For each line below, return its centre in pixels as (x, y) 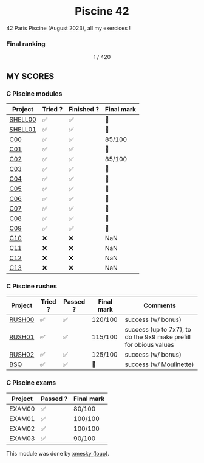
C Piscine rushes (32, 286)
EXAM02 (22, 428)
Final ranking (26, 44)
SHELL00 (23, 119)
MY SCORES (30, 76)
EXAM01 (22, 419)
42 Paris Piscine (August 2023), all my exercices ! (69, 28)
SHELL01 (23, 129)
